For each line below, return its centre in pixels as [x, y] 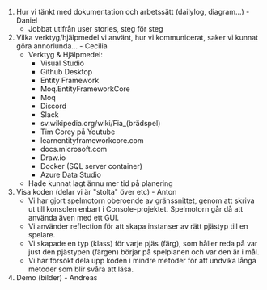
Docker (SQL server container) [91, 166]
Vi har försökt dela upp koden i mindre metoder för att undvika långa [142, 261]
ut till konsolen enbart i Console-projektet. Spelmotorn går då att [136, 209]
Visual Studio [62, 63]
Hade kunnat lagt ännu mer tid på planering [100, 183]
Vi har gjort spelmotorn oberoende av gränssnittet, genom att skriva [141, 200]
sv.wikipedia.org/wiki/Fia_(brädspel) [100, 123]
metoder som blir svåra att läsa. [81, 269]
